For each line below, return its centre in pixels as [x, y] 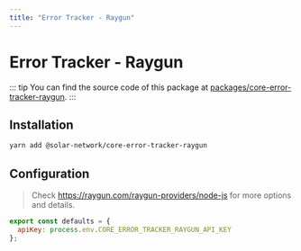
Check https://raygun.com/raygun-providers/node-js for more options [161, 195]
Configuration [50, 173]
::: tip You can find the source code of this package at [109, 87]
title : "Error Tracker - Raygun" [72, 18]
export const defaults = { [60, 221]
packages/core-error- [251, 87]
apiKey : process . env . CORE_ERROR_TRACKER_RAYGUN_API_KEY [124, 229]
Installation [41, 125]
